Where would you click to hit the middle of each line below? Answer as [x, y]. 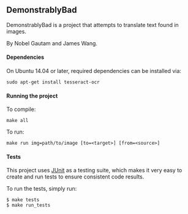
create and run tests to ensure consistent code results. [75, 177]
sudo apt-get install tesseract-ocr [53, 82]
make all [17, 121]
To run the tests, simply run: [42, 189]
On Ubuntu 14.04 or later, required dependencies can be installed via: [94, 71]
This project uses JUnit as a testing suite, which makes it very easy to [94, 170]
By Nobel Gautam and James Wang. [52, 43]
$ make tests [23, 200]
